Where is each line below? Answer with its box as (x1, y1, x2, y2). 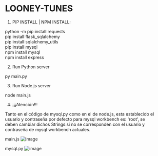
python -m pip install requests (5, 28, 65, 34)
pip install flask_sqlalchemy (5, 34, 60, 39)
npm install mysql (5, 49, 40, 55)
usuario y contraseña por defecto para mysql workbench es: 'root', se (5, 116, 145, 122)
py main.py (5, 73, 28, 79)
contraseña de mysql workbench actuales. (5, 126, 91, 132)
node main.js (5, 92, 31, 98)
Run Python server (12, 64, 50, 70)
